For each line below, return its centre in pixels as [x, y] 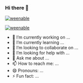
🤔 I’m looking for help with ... [41, 53]
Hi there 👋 [17, 8]
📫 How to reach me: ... [35, 63]
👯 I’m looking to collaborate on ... [45, 48]
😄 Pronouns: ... [28, 71]
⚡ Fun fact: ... [25, 76]
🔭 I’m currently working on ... [41, 37]
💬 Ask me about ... [31, 58]
